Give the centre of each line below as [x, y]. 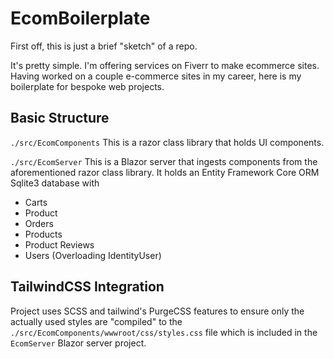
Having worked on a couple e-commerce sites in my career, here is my [156, 76]
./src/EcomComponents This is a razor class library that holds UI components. [167, 142]
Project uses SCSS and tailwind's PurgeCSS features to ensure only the [157, 311]
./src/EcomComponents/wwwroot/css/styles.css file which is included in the [164, 332]
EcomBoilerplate [80, 18]
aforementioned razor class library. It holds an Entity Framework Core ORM [165, 172]
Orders [39, 223]
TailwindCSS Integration [87, 287]
